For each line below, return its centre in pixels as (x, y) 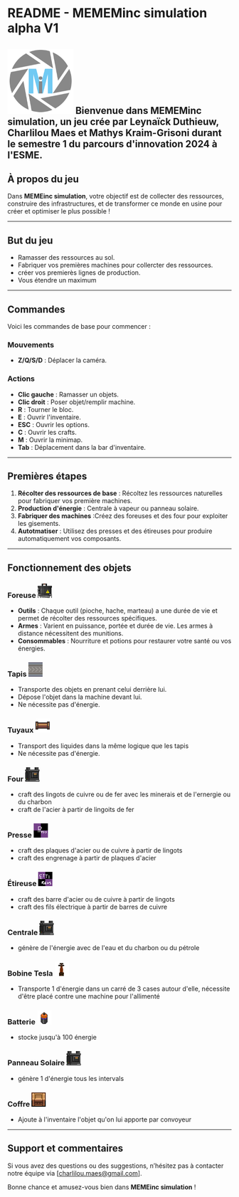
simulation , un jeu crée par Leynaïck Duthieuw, (113, 121)
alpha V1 (33, 28)
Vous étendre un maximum (57, 280)
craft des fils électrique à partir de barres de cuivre (92, 907)
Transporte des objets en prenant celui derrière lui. (92, 690)
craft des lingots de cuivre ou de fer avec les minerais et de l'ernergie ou (124, 794)
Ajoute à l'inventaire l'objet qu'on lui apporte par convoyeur (105, 1119)
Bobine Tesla (30, 973)
